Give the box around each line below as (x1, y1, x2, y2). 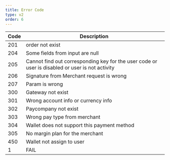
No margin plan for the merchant (26, 130, 103, 137)
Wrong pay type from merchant (26, 113, 101, 121)
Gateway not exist (26, 89, 69, 96)
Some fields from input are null (26, 50, 99, 57)
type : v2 (5, 12, 24, 17)
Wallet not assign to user (26, 138, 84, 145)
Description (79, 33, 109, 40)
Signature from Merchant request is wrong (26, 72, 127, 79)
